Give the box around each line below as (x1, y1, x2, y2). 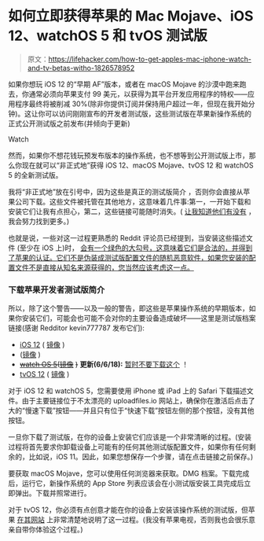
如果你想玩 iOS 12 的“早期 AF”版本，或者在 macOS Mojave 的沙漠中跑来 (8, 79, 240, 89)
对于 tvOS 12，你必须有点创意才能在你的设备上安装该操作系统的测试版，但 (8, 505, 249, 515)
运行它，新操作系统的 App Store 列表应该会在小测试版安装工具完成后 (21, 479, 244, 488)
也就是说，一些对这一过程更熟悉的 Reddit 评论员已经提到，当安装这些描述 (8, 233, 246, 242)
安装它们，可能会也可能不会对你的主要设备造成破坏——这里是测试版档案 (21, 314, 256, 323)
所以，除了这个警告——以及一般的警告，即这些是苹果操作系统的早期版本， (8, 304, 249, 313)
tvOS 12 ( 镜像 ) (19, 370, 70, 379)
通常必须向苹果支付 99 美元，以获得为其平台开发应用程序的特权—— (28, 89, 248, 98)
